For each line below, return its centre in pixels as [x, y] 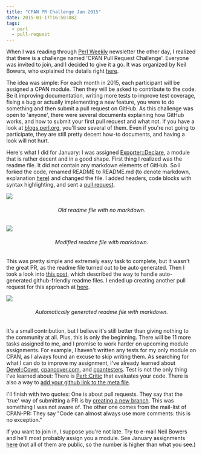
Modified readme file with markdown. [102, 242]
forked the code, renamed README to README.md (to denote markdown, [98, 172]
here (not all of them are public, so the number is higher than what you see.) [101, 444]
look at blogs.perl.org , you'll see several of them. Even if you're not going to [101, 128]
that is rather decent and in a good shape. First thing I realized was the [94, 159]
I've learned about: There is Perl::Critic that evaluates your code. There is [97, 376]
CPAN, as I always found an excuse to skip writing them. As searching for [98, 356]
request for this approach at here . [48, 287]
